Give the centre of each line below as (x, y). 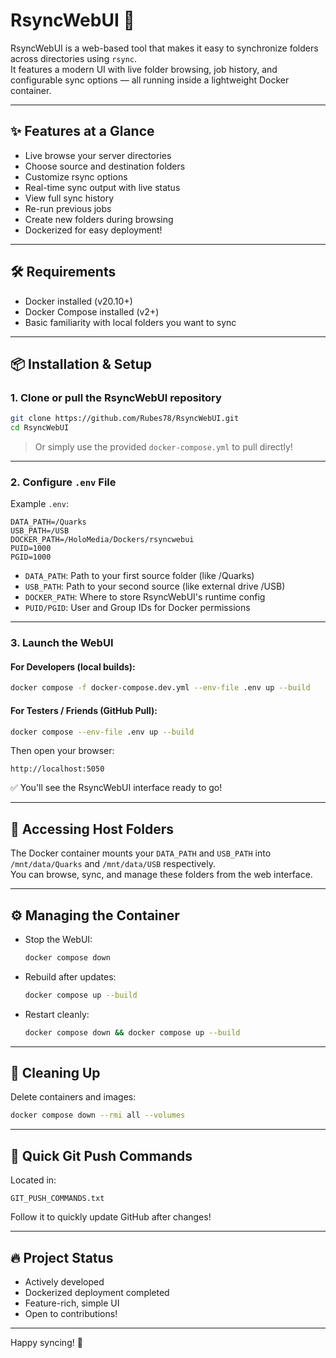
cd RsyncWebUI (40, 428)
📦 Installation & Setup (81, 364)
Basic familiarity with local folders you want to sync (130, 322)
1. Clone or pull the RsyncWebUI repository (116, 397)
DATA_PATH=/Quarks (48, 522)
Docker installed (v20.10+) (78, 301)
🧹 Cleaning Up (55, 1073)
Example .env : (39, 504)
